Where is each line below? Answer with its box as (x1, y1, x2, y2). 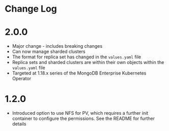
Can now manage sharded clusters (12, 49, 86, 55)
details (12, 121, 26, 127)
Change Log (5, 3, 57, 15)
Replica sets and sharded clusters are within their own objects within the (12, 59, 164, 65)
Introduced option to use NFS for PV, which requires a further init (12, 110, 149, 116)
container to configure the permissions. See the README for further (12, 115, 155, 122)
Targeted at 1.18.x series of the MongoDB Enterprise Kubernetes (12, 70, 147, 76)
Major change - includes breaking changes (12, 43, 103, 49)
